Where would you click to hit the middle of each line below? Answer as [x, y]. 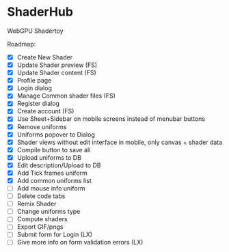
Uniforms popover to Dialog [56, 135]
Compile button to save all [54, 150]
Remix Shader [37, 204]
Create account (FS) [45, 111]
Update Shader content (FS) [57, 73]
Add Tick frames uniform [52, 173]
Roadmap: [22, 44]
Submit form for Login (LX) [55, 235]
